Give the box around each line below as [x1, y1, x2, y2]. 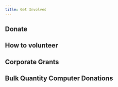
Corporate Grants [5, 58, 59, 66]
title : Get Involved [5, 7, 47, 12]
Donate [5, 25, 28, 33]
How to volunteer [5, 42, 58, 50]
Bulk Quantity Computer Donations [5, 74, 113, 83]
